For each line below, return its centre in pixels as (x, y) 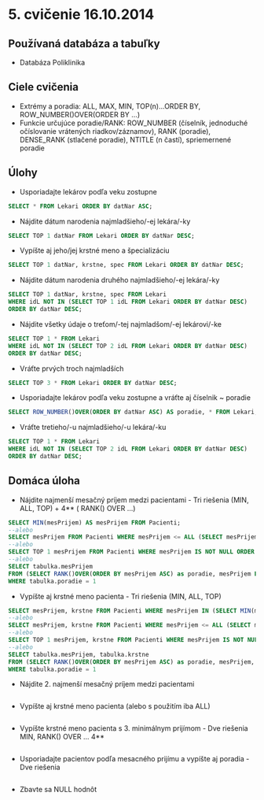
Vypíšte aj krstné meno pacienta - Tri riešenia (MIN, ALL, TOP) (120, 596)
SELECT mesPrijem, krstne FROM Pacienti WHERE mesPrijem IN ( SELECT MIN (130, 611)
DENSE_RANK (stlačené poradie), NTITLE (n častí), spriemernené (125, 139)
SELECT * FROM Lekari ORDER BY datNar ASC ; (81, 206)
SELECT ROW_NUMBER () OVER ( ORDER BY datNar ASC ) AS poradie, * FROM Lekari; (133, 412)
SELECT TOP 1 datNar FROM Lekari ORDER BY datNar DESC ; (101, 235)
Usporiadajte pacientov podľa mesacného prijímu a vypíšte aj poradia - (134, 759)
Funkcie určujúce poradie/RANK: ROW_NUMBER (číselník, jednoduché (134, 123)
